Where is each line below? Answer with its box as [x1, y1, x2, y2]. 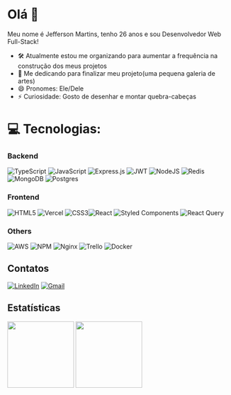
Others [7, 226, 32, 236]
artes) [17, 76, 35, 85]
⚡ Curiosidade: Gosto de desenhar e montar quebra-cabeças [17, 92, 197, 101]
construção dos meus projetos [17, 62, 108, 70]
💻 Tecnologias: [7, 121, 101, 137]
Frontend [7, 193, 40, 202]
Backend [7, 151, 39, 161]
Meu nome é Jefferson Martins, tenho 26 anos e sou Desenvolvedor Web [7, 30, 222, 38]
